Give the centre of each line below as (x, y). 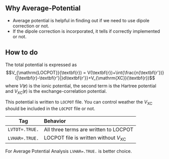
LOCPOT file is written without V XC (85, 138)
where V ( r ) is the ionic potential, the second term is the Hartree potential (81, 86)
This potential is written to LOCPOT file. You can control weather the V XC (79, 103)
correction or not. (31, 26)
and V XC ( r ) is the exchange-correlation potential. (56, 92)
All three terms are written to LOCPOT (89, 130)
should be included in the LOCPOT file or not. (50, 109)
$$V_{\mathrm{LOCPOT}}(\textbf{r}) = (46, 72)
